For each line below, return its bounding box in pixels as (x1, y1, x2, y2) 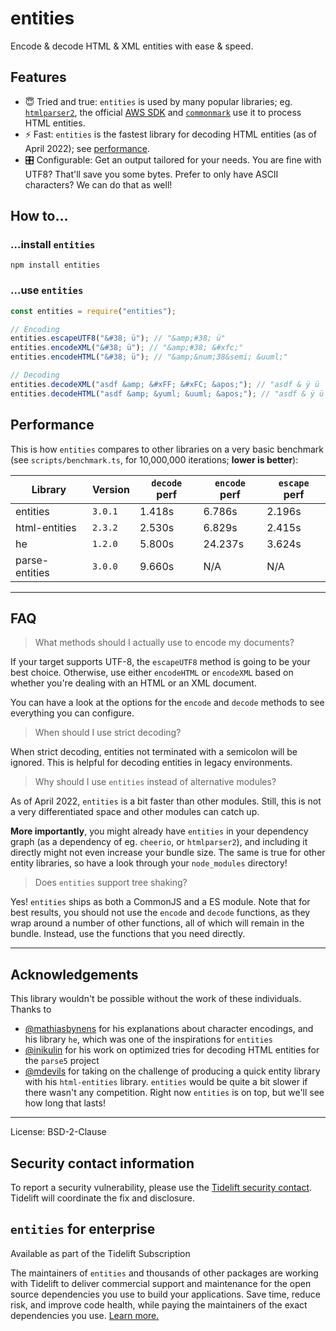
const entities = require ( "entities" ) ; (10, 306, 177, 316)
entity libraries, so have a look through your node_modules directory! (10, 857, 288, 869)
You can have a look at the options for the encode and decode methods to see (10, 697, 325, 709)
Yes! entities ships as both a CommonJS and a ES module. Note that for (10, 896, 311, 908)
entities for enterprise (10, 1221, 156, 1238)
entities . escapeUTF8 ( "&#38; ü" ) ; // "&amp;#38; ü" (10, 333, 226, 344)
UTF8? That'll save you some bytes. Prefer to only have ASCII (24, 168, 279, 180)
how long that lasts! (24, 1097, 106, 1109)
